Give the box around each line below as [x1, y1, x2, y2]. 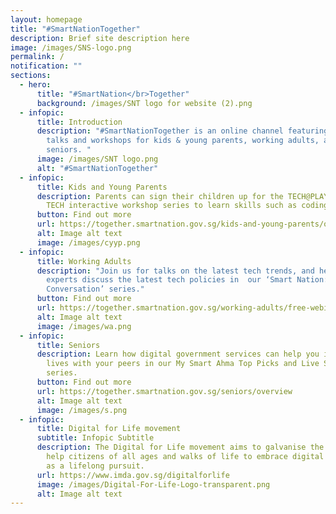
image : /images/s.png [36, 405, 128, 415]
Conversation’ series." [46, 284, 145, 295]
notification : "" [10, 61, 83, 71]
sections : [10, 71, 52, 81]
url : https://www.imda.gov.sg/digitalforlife [36, 470, 230, 480]
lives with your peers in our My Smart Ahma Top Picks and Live [46, 359, 320, 369]
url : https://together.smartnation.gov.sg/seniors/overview [36, 386, 293, 396]
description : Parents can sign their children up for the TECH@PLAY [36, 191, 329, 201]
